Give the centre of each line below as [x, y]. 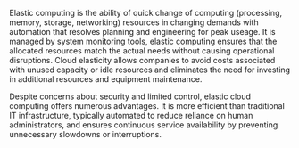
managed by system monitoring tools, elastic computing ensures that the [143, 41]
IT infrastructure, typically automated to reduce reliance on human [131, 115]
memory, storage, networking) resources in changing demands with [134, 22]
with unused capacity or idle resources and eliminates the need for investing [150, 70]
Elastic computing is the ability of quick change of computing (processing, [146, 13]
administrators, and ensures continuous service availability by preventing [144, 125]
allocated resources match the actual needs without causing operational [142, 51]
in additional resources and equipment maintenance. [106, 79]
